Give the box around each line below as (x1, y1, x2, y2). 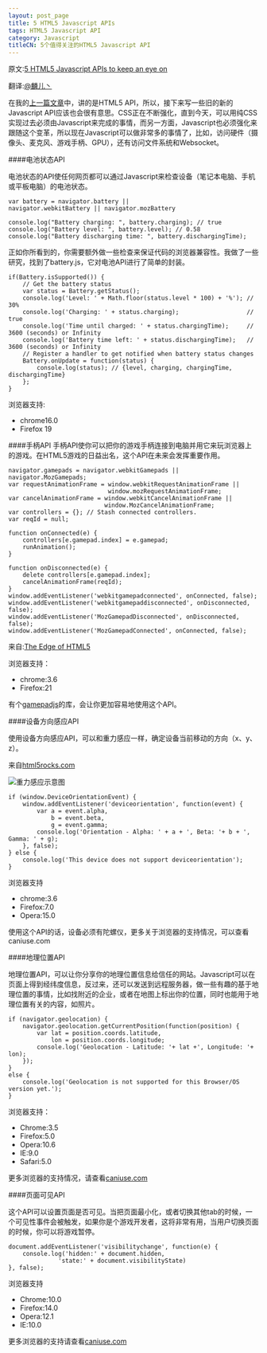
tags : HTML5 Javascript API (8, 26, 102, 34)
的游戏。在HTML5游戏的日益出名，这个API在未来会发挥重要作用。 (8, 451, 225, 461)
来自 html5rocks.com (8, 760, 75, 770)
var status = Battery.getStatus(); (22, 288, 141, 296)
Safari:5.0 (19, 1157, 52, 1167)
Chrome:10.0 (19, 1295, 62, 1304)
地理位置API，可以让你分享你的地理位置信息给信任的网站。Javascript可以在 (8, 970, 256, 979)
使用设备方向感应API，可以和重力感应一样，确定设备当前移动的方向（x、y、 (8, 734, 257, 743)
